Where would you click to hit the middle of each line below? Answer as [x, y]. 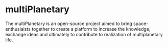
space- [141, 24]
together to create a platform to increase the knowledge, [91, 29]
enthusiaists [18, 29]
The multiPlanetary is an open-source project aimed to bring [69, 24]
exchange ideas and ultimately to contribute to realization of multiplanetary [84, 34]
